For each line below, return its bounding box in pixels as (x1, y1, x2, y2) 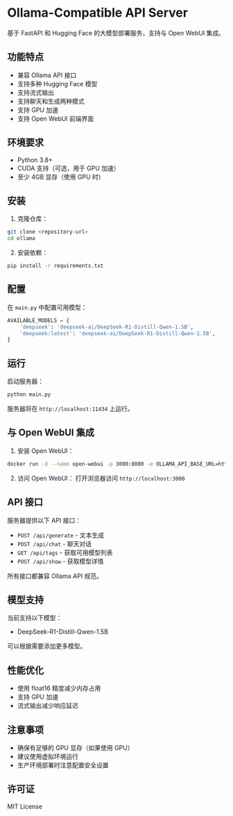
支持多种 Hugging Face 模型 (17, 79, 98, 88)
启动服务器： (7, 377, 44, 385)
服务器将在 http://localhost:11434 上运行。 (7, 405, 134, 413)
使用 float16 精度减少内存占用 (17, 684, 101, 693)
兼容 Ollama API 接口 (17, 71, 77, 79)
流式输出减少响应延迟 (17, 701, 78, 710)
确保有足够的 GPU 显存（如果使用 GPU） (17, 743, 134, 752)
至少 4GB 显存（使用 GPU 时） (17, 173, 105, 181)
